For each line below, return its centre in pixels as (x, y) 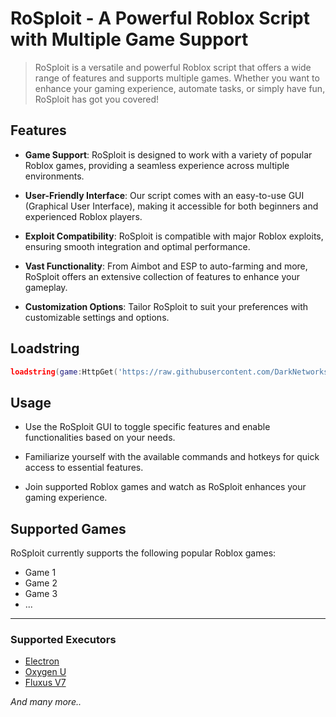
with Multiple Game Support (129, 39)
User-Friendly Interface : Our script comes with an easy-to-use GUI (164, 195)
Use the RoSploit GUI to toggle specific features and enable (147, 427)
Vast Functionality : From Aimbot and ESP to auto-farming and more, (166, 266)
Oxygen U (45, 672)
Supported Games (68, 528)
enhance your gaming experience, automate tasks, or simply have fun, (180, 88)
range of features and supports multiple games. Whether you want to (177, 78)
